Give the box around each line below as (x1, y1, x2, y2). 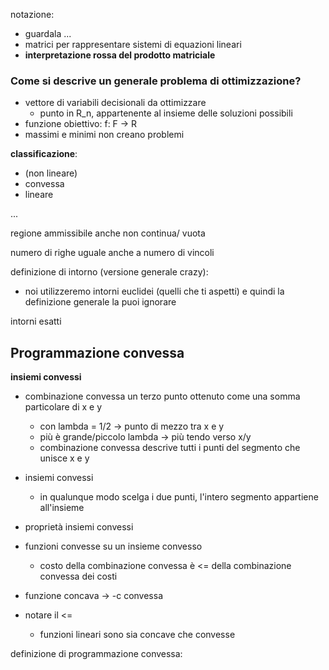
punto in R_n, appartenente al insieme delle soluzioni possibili (39, 107, 293, 119)
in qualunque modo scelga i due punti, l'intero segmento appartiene (39, 491, 319, 503)
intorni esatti (10, 315, 62, 328)
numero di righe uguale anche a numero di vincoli (10, 247, 215, 259)
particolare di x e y (24, 401, 103, 413)
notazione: (10, 9, 55, 20)
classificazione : (10, 148, 78, 160)
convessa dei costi (39, 570, 118, 583)
